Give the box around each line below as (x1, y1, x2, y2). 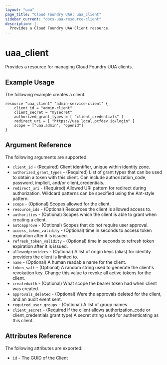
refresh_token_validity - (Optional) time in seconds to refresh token (12, 238, 155, 244)
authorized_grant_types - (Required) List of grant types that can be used (12, 169, 163, 175)
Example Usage (5, 78, 55, 87)
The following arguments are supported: (5, 154, 88, 160)
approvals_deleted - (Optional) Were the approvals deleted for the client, (12, 291, 162, 297)
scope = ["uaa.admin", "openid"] (14, 123, 84, 128)
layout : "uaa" (5, 7, 35, 12)
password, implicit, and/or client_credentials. (12, 180, 105, 185)
